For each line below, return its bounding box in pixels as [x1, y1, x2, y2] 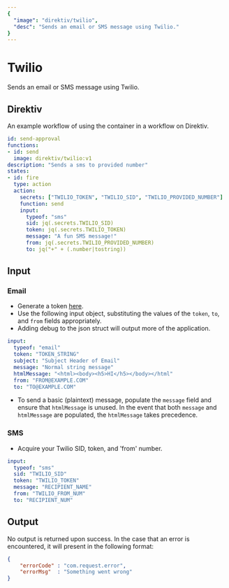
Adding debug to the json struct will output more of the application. [17, 324, 211, 333]
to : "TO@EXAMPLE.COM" [13, 383, 77, 390]
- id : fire [7, 174, 39, 182]
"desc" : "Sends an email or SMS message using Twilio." [13, 23, 179, 30]
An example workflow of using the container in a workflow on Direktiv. [7, 122, 209, 130]
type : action [13, 181, 52, 188]
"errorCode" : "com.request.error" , [20, 562, 127, 569]
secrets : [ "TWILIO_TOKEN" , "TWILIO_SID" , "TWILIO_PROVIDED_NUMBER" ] [20, 194, 223, 201]
